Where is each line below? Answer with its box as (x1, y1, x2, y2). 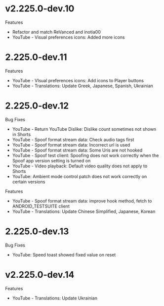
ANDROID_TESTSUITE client (12, 203, 70, 209)
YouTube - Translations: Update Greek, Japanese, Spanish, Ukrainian (12, 83, 153, 89)
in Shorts (12, 131, 31, 137)
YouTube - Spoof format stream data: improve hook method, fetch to (12, 198, 152, 204)
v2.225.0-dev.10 (5, 3, 75, 14)
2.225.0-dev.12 (5, 100, 69, 111)
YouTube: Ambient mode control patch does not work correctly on (12, 173, 147, 179)
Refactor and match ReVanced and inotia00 (12, 29, 101, 35)
